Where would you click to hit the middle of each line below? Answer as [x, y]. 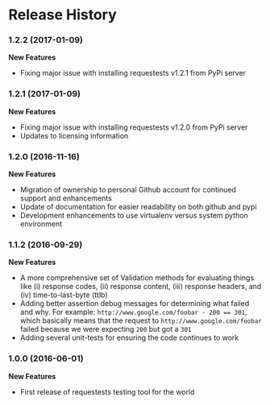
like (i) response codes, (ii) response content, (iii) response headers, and [141, 287]
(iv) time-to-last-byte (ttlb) [64, 295]
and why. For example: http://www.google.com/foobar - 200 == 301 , [133, 312]
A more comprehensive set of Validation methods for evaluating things [137, 278]
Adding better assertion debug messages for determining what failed [135, 304]
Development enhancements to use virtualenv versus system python [134, 216]
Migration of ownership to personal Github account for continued [128, 190]
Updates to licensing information [74, 135]
